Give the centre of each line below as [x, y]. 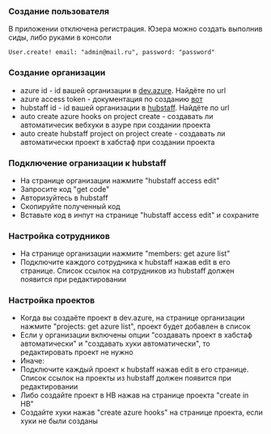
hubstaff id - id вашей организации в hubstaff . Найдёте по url [125, 108]
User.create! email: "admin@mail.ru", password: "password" [112, 53]
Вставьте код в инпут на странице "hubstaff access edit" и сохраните [140, 215]
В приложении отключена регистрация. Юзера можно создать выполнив [135, 29]
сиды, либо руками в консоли [60, 37]
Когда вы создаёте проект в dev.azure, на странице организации [132, 318]
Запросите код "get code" [65, 189]
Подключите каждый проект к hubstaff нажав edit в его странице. [134, 369]
